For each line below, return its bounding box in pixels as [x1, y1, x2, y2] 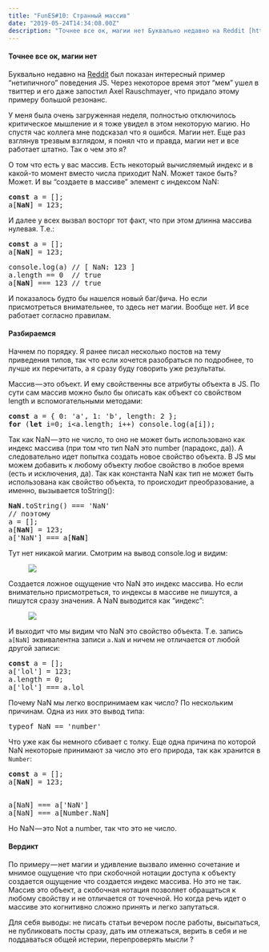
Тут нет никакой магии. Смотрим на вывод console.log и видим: [8, 548, 228, 557]
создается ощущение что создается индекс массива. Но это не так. [8, 876, 242, 886]
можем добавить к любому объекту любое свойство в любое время [8, 460, 244, 469]
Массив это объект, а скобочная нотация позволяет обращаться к [8, 885, 236, 894]
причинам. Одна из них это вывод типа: [8, 706, 145, 716]
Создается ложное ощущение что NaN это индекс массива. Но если [8, 578, 243, 588]
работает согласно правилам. [8, 310, 111, 320]
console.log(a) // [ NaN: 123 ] [8, 262, 135, 271]
